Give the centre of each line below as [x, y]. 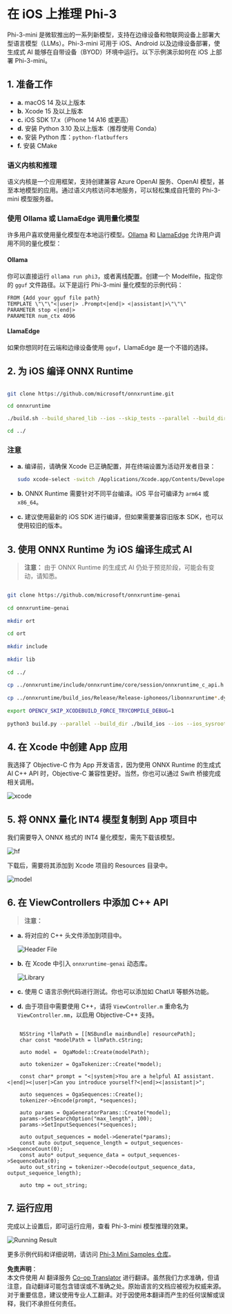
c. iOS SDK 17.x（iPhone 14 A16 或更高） [75, 120]
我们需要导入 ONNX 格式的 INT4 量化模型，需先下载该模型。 [93, 838]
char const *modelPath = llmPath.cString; [81, 1040]
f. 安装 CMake [37, 145]
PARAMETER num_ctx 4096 [41, 316]
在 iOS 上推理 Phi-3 [62, 14]
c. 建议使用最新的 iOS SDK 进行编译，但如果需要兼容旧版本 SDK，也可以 [120, 517]
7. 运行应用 [30, 1208]
